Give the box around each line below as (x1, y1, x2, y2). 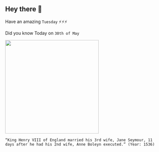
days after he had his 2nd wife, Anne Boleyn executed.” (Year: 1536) (5, 142, 155, 147)
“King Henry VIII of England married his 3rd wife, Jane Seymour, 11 (5, 138, 153, 143)
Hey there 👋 (5, 5, 42, 13)
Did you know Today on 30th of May (5, 30, 80, 36)
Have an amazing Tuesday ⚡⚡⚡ (5, 18, 68, 24)
